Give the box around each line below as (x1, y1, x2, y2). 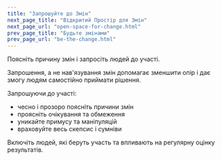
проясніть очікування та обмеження (17, 110, 126, 119)
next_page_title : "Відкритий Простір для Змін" (7, 17, 148, 24)
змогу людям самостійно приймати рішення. (7, 76, 142, 84)
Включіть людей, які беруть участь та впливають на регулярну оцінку (7, 138, 215, 146)
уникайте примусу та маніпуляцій (17, 117, 117, 126)
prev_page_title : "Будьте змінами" (7, 29, 110, 37)
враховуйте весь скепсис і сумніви (17, 125, 122, 133)
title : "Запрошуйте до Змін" (7, 10, 92, 17)
